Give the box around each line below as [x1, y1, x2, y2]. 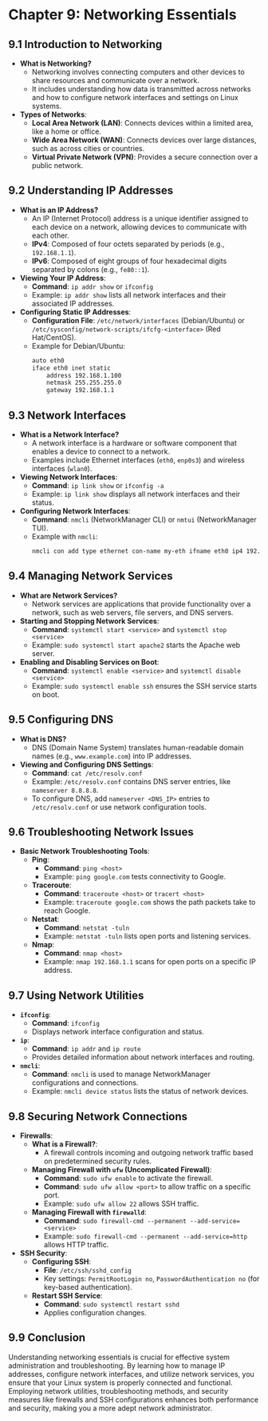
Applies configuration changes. [43, 1307, 147, 1317]
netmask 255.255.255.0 [46, 378, 122, 387]
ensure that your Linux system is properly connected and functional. [8, 1378, 233, 1387]
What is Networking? [19, 58, 92, 68]
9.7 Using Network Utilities [8, 988, 144, 1002]
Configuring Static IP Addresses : [19, 306, 132, 317]
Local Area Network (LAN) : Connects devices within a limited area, [31, 118, 254, 127]
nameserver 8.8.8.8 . [31, 785, 99, 795]
